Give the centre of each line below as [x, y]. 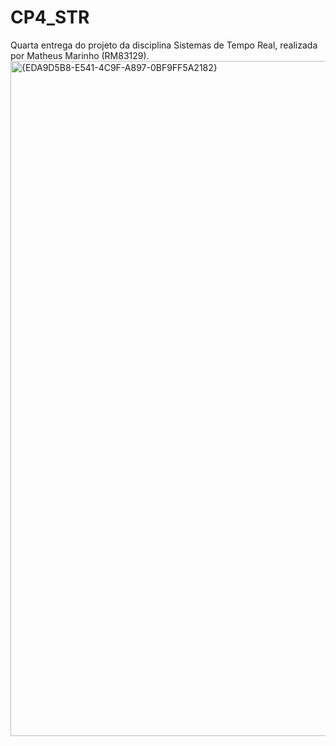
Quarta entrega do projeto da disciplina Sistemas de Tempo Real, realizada [164, 45]
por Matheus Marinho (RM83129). [80, 55]
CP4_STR [50, 17]
